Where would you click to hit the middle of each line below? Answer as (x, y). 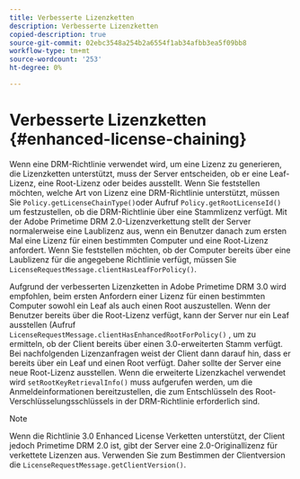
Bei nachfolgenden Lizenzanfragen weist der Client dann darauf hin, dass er (150, 353)
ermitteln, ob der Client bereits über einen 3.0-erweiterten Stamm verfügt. (146, 343)
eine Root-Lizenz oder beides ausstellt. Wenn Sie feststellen (149, 183)
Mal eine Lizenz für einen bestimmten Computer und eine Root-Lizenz (139, 240)
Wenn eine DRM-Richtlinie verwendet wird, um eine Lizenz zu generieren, (146, 164)
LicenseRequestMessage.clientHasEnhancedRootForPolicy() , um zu (132, 334)
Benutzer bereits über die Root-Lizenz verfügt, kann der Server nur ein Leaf (150, 315)
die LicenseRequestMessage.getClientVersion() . (98, 465)
